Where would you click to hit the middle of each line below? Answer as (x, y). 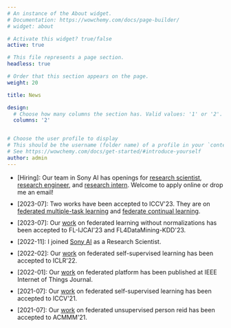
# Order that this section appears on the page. (78, 76)
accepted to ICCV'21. (47, 298)
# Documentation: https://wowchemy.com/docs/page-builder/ (93, 20)
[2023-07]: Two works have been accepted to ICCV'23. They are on (114, 204)
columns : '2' (32, 120)
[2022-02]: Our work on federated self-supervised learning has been (115, 253)
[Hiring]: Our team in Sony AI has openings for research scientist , (109, 177)
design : (18, 107)
